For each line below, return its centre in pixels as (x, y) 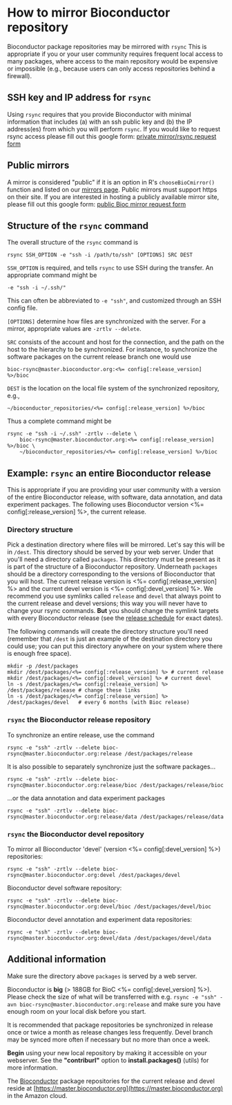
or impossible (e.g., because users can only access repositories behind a (111, 68)
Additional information (57, 960)
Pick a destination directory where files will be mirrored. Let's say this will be (116, 545)
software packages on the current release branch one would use (99, 357)
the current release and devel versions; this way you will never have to (107, 603)
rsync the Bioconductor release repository (79, 720)
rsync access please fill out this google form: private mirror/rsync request (112, 136)
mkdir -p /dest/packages (43, 666)
